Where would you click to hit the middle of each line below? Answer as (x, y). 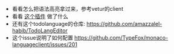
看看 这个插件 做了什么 (40, 16)
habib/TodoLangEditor (40, 31)
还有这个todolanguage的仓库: (49, 24)
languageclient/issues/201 (44, 44)
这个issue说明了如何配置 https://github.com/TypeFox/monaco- (90, 37)
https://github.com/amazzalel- (124, 24)
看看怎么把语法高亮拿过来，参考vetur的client (68, 9)
